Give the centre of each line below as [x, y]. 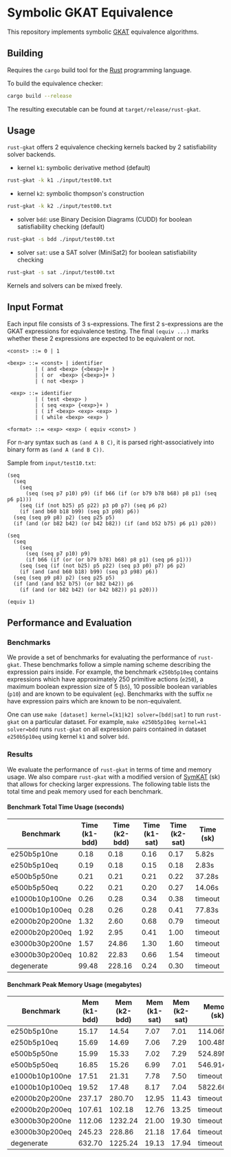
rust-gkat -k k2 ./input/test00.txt [59, 206]
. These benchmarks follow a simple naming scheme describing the [115, 665]
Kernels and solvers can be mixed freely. [65, 285]
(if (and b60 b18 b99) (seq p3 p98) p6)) [79, 511]
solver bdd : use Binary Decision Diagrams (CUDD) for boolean [104, 220]
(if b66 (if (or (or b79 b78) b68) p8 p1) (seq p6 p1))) [109, 560]
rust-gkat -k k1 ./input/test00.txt [59, 180]
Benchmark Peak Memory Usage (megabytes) [75, 984]
